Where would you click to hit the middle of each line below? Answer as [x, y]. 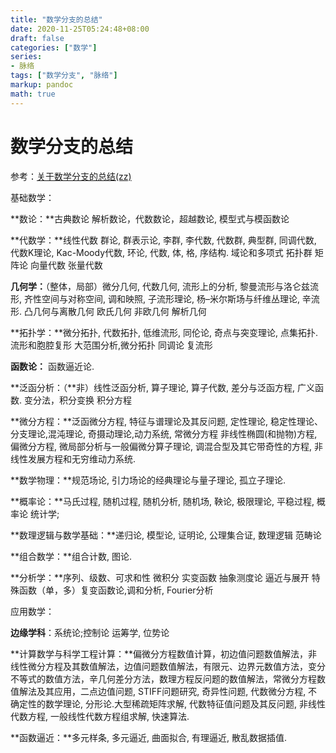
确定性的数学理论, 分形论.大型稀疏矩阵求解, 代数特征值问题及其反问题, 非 [159, 703]
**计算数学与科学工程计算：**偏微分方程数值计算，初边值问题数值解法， [159, 653]
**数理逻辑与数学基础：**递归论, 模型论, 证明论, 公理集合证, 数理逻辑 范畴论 [166, 535]
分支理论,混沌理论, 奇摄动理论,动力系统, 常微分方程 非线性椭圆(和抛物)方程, [164, 433]
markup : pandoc [42, 85]
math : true [33, 94]
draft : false [37, 38]
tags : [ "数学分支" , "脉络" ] [64, 76]
